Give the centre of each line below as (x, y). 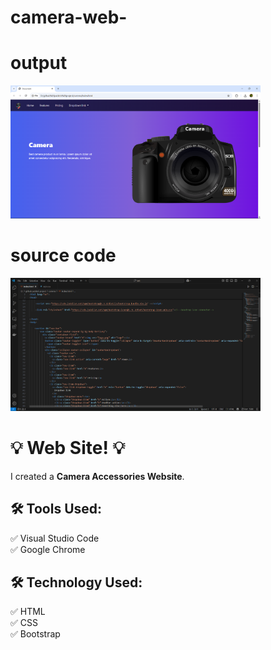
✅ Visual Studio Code (55, 538)
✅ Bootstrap (35, 634)
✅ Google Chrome (48, 549)
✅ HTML (28, 612)
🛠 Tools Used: (56, 509)
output (39, 63)
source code (63, 255)
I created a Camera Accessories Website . (97, 476)
